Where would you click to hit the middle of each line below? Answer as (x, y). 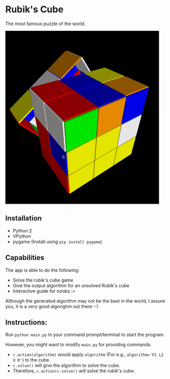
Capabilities (25, 258)
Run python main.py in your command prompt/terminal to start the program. (85, 335)
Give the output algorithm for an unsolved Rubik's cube (71, 285)
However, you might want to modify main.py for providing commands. (79, 345)
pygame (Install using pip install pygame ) (57, 242)
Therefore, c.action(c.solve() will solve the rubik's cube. (74, 371)
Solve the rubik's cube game (43, 280)
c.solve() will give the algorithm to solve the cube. (66, 366)
